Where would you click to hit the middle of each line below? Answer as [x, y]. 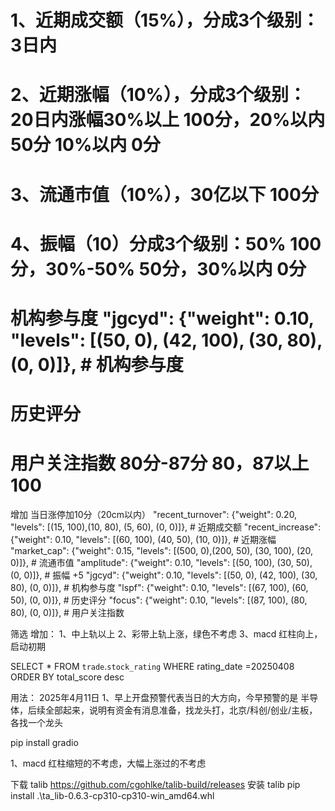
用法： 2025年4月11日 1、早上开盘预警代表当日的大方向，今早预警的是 [154, 698]
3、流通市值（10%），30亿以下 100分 [164, 194]
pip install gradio [44, 743]
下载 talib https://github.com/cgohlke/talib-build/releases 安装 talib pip [155, 785]
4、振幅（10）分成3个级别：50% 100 [166, 243]
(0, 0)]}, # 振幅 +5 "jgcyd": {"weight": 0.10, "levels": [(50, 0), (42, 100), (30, [164, 575]
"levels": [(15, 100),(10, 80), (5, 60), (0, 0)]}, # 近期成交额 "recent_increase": [166, 527]
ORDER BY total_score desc [67, 677]
